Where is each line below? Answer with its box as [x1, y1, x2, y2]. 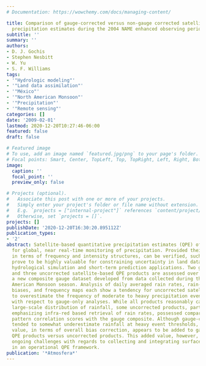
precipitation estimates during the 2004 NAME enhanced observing [12, 26, 185, 32]
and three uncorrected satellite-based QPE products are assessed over [12, 270, 199, 276]
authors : [6, 43, 29, 49]
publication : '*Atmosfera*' [6, 350, 78, 356]
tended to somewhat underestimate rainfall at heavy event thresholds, [12, 321, 199, 328]
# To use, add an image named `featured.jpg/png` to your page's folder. [6, 151, 199, 157]
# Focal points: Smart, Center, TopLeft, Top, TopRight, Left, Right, [6, 156, 191, 162]
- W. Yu [6, 59, 26, 66]
